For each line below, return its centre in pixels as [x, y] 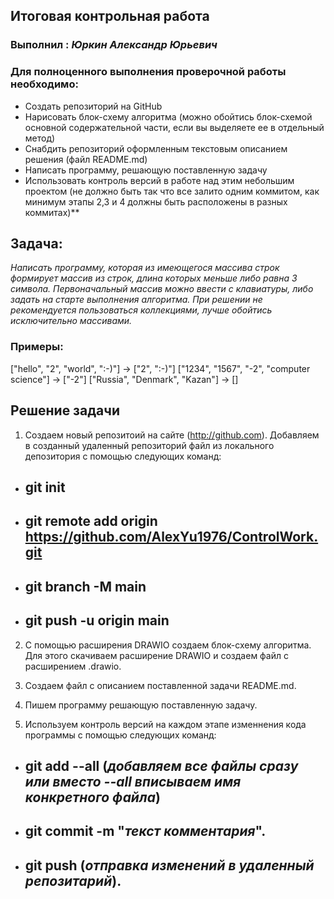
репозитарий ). [73, 880]
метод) [40, 138]
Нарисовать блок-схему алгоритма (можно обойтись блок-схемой [168, 116]
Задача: [36, 243]
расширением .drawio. [73, 666]
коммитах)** [52, 212]
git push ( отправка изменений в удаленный [169, 865]
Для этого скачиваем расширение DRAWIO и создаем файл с [156, 655]
